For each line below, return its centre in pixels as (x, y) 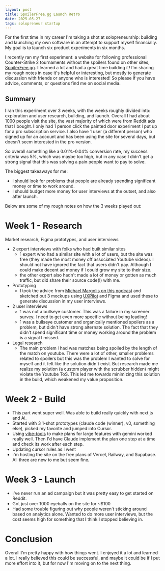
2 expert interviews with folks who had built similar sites (69, 249)
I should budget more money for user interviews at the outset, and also (84, 191)
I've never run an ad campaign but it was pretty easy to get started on (83, 493)
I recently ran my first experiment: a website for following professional (76, 57)
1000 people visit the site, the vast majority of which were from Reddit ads (80, 121)
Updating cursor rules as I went (44, 449)
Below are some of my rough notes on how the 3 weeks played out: (73, 206)
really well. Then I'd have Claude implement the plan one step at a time (84, 439)
